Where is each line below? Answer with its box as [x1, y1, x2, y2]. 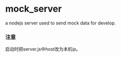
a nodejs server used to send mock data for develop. [5, 20, 116, 26]
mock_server [5, 3, 62, 15]
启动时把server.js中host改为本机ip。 [5, 46, 81, 52]
